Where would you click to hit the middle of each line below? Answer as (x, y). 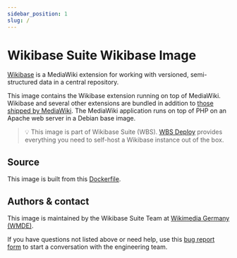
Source (24, 162)
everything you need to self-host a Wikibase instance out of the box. (124, 140)
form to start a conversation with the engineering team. (87, 247)
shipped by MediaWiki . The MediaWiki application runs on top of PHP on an (117, 111)
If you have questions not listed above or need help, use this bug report (111, 240)
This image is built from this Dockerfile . (64, 179)
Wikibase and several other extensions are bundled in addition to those (110, 104)
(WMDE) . (20, 226)
